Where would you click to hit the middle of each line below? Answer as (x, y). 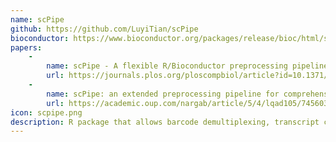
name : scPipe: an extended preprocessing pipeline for (163, 94)
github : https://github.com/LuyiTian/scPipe (104, 29)
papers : (26, 47)
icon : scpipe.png (46, 112)
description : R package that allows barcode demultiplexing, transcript (165, 122)
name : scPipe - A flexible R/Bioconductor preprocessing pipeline (187, 66)
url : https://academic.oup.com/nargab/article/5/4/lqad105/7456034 (189, 103)
